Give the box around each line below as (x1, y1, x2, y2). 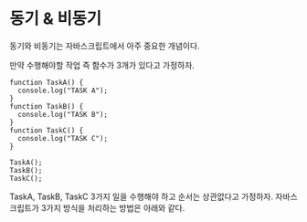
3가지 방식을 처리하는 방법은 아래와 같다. (40, 202, 185, 213)
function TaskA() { (9, 78, 84, 87)
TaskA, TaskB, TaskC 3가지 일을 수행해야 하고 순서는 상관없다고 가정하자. (9, 191, 274, 202)
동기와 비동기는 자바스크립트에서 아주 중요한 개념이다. (9, 40, 200, 51)
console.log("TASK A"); (17, 86, 108, 95)
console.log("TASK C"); (17, 133, 108, 143)
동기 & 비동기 (9, 8, 102, 29)
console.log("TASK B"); (17, 110, 108, 119)
